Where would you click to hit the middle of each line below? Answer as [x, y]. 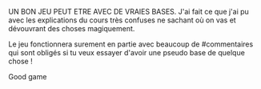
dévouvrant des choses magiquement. [72, 28]
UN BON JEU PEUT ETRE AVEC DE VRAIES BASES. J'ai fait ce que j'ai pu [129, 12]
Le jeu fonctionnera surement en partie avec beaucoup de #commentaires [131, 44]
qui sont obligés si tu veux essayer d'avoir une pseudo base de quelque [127, 53]
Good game [28, 77]
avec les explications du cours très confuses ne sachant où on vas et [122, 20]
